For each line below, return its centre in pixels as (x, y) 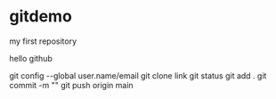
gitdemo (41, 16)
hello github (31, 58)
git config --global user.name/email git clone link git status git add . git (138, 75)
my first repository (43, 41)
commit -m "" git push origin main (71, 85)
